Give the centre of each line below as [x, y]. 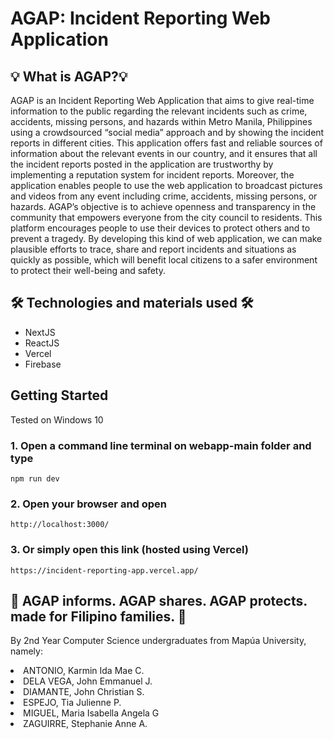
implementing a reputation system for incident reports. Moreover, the [152, 175]
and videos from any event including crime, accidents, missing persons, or [164, 196]
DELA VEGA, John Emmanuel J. [88, 681]
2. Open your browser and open [89, 504]
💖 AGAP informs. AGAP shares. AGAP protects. [159, 600]
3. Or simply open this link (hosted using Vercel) [129, 550]
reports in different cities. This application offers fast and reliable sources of [166, 143]
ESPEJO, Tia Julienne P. [72, 703]
